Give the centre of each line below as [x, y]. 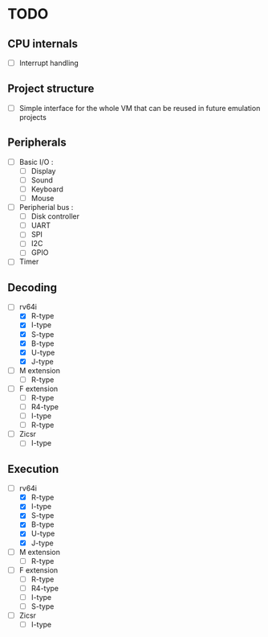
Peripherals [37, 143]
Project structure [51, 89]
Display [43, 171]
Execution [33, 469]
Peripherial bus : [46, 208]
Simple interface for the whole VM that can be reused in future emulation [140, 108]
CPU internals [43, 44]
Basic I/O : [36, 162]
